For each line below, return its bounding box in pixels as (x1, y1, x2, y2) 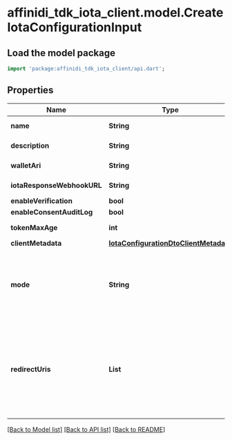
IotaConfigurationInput (7, 19, 142, 35)
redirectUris (10, 364, 51, 374)
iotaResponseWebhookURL (10, 180, 102, 190)
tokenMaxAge (10, 222, 58, 232)
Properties (7, 84, 54, 96)
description (10, 140, 50, 150)
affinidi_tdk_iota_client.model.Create (7, 5, 224, 21)
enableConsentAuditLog (10, 207, 93, 217)
